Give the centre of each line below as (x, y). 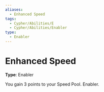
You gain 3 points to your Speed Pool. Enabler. (52, 84)
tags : (11, 19)
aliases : (14, 10)
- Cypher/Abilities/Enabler (38, 28)
